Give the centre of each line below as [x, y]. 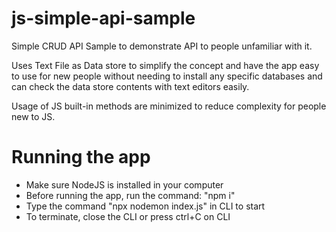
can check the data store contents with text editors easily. [130, 86]
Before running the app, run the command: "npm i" [130, 195]
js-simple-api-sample [103, 18]
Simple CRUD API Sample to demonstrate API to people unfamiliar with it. [162, 46]
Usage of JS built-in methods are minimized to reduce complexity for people [169, 106]
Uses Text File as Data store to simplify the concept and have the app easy [165, 65]
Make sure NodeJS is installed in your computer [124, 184]
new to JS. [33, 116]
